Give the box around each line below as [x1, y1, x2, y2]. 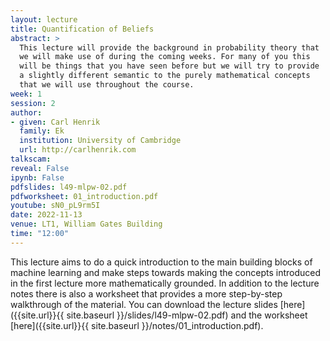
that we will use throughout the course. [19, 80, 195, 90]
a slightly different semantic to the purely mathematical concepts [19, 71, 311, 81]
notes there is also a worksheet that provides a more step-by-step [10, 287, 283, 300]
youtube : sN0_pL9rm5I [10, 201, 101, 211]
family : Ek [19, 126, 65, 136]
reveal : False [10, 163, 70, 173]
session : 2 [10, 98, 56, 108]
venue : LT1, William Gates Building [10, 219, 163, 230]
